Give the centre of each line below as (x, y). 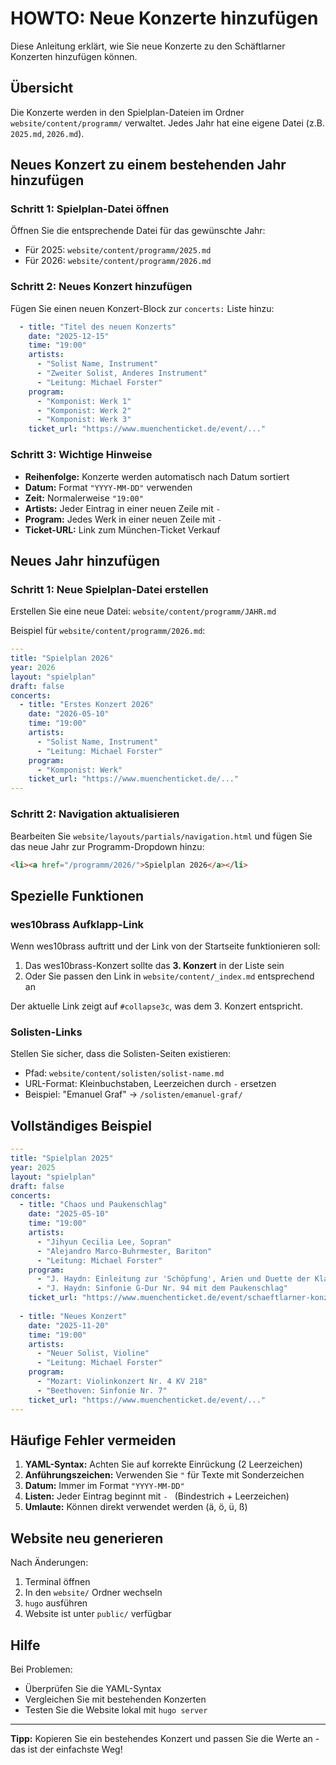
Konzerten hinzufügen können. (74, 56)
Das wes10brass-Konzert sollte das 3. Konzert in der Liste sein (154, 966)
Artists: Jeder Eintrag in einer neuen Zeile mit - (122, 508)
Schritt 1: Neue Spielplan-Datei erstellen (109, 589)
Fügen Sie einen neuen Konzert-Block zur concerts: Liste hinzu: (142, 308)
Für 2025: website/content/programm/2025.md (118, 250)
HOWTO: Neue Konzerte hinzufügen (164, 18)
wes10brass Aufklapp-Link (77, 924)
